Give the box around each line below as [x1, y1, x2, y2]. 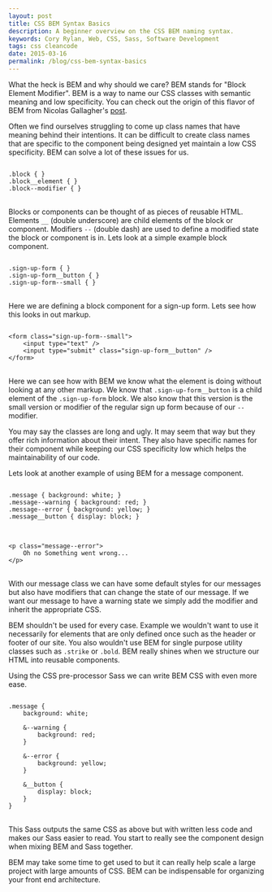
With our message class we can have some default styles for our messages [8, 579, 261, 588]
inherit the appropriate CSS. [8, 604, 101, 614]
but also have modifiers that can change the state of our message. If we [8, 587, 249, 597]
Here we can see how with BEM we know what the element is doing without [8, 376, 262, 386]
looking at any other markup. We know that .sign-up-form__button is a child [8, 384, 262, 395]
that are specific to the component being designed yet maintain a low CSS [8, 138, 257, 148]
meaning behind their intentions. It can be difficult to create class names [8, 129, 250, 139]
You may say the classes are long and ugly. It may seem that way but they [8, 426, 256, 436]
